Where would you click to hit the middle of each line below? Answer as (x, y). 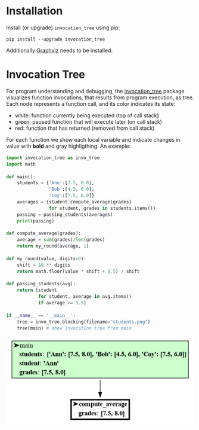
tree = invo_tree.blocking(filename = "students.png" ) (84, 322)
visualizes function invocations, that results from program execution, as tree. (100, 97)
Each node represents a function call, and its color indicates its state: (91, 103)
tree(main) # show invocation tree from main (74, 328)
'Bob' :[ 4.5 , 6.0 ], (71, 190)
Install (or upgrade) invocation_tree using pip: (63, 28)
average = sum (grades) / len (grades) (61, 240)
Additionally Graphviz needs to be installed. (60, 50)
